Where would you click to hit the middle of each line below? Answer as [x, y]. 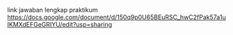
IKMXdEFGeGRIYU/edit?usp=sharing [60, 24]
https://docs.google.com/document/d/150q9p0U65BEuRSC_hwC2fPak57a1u [116, 17]
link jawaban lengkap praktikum [53, 10]
